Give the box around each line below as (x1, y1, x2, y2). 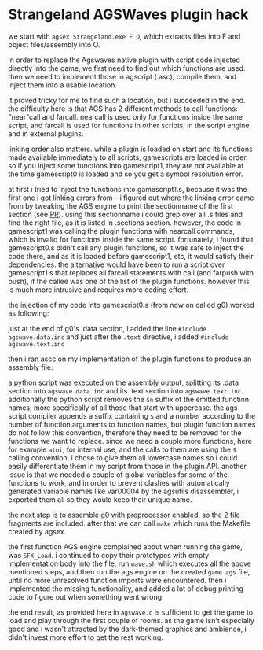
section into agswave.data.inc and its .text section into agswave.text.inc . (8, 386, 243, 395)
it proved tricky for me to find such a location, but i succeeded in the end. (8, 95, 246, 105)
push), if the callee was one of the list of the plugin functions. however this (8, 276, 250, 286)
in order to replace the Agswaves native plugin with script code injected (8, 55, 241, 65)
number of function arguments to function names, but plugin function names (8, 419, 256, 429)
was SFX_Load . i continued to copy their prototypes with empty (8, 550, 210, 560)
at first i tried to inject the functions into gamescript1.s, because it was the (8, 184, 247, 194)
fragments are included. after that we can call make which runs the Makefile (8, 518, 250, 528)
